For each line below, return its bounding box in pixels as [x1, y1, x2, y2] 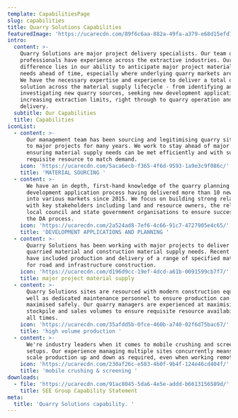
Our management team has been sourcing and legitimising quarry [25, 136, 220, 143]
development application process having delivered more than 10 [25, 189, 220, 196]
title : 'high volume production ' [20, 328, 122, 335]
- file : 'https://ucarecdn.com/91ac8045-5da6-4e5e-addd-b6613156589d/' [13, 380, 230, 387]
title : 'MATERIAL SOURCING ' [20, 168, 106, 176]
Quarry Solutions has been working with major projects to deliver [25, 242, 230, 249]
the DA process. [25, 215, 74, 223]
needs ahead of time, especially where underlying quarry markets [20, 70, 220, 77]
